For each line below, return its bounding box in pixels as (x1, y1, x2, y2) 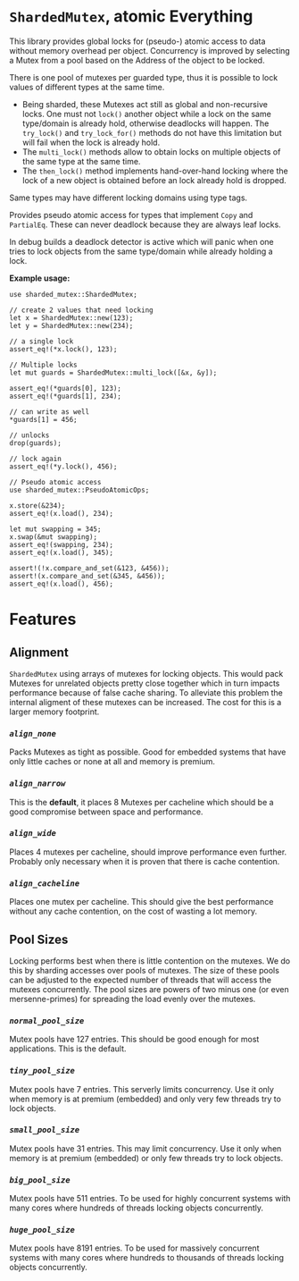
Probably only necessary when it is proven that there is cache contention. (9, 855, 280, 866)
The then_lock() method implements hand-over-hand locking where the (21, 165, 288, 176)
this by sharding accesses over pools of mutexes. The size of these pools (9, 965, 279, 975)
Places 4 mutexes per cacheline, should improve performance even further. (9, 847, 287, 857)
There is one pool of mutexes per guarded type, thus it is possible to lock (9, 72, 278, 82)
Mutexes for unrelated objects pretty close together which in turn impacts (9, 678, 280, 688)
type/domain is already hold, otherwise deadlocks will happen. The (21, 118, 270, 129)
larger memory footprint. (9, 706, 100, 717)
